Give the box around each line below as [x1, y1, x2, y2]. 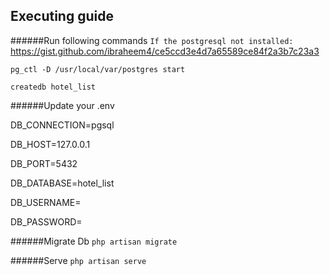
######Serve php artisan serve [10, 254, 147, 266]
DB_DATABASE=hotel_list [10, 177, 115, 189]
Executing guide [10, 8, 114, 25]
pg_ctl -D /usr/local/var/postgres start [10, 64, 186, 74]
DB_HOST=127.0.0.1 [10, 138, 91, 150]
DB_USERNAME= [10, 196, 82, 208]
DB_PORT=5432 [10, 157, 78, 169]
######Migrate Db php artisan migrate [10, 235, 178, 247]
